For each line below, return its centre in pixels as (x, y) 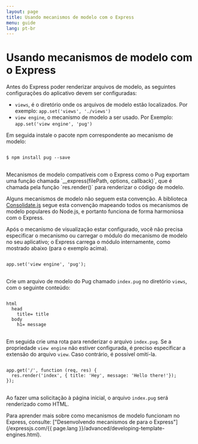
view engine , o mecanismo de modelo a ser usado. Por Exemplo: (94, 117)
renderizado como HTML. (38, 404)
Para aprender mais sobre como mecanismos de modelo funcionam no (93, 416)
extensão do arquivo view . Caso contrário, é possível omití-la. (81, 354)
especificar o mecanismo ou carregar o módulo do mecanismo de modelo (97, 236)
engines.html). (24, 434)
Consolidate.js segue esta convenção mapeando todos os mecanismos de (97, 205)
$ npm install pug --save (38, 158)
